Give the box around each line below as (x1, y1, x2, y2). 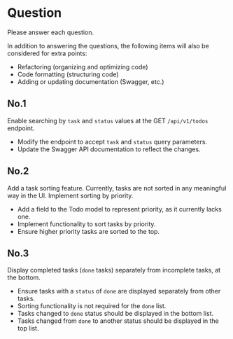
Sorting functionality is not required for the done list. (17, 302, 167, 310)
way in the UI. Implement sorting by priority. (7, 191, 134, 200)
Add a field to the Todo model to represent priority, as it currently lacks (17, 205, 222, 213)
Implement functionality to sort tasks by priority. (17, 219, 156, 228)
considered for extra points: (7, 49, 87, 57)
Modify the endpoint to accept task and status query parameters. (17, 137, 208, 146)
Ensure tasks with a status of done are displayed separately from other (17, 287, 221, 296)
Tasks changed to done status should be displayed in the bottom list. (17, 310, 214, 318)
